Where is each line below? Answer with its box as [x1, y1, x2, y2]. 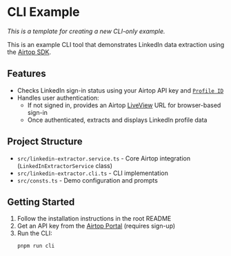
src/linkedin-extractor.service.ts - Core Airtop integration [17, 154, 191, 163]
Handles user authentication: [17, 93, 99, 102]
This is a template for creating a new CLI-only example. [7, 27, 165, 35]
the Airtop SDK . [7, 48, 52, 56]
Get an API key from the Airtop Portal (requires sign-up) [17, 222, 176, 230]
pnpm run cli [17, 243, 55, 250]
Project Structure [7, 136, 83, 147]
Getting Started [7, 196, 75, 208]
